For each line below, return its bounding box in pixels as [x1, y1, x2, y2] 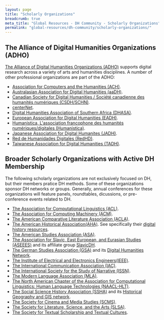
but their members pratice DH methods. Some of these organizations [5, 180, 144, 186]
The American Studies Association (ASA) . [12, 231, 96, 237]
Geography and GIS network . [12, 294, 71, 300]
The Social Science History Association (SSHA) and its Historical [12, 288, 143, 294]
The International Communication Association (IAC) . [12, 262, 117, 268]
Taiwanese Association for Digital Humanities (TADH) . [12, 140, 121, 146]
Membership [5, 162, 45, 171]
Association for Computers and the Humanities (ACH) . [12, 83, 121, 89]
